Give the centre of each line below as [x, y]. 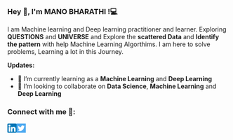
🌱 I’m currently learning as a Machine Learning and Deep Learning [115, 79]
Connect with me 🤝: [41, 112]
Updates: [21, 65]
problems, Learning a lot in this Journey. [66, 52]
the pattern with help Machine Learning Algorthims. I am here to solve [109, 44]
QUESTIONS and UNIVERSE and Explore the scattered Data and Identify [113, 37]
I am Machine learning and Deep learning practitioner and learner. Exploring [117, 29]
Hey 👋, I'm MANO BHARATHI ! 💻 [62, 11]
